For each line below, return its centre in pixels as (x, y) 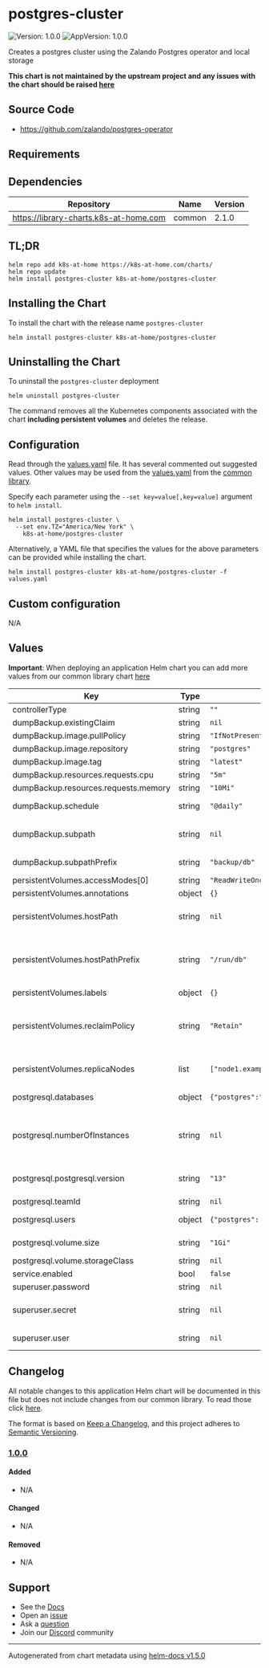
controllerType (40, 709)
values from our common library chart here (79, 676)
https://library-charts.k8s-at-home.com (89, 218)
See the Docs (42, 1606)
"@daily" (226, 805)
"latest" (226, 761)
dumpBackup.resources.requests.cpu (83, 774)
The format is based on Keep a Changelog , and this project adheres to (124, 1423)
